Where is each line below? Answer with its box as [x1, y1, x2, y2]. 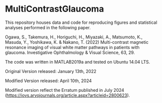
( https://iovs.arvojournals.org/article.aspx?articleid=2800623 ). [5, 92, 130, 98]
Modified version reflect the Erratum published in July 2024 [5, 87, 125, 93]
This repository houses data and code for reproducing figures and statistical [5, 19, 158, 25]
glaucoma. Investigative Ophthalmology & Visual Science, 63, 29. [5, 50, 135, 55]
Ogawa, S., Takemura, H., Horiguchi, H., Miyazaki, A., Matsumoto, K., [5, 34, 143, 40]
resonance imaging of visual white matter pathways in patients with [5, 44, 140, 50]
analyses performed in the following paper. [5, 24, 91, 30]
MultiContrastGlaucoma [5, 3, 104, 15]
